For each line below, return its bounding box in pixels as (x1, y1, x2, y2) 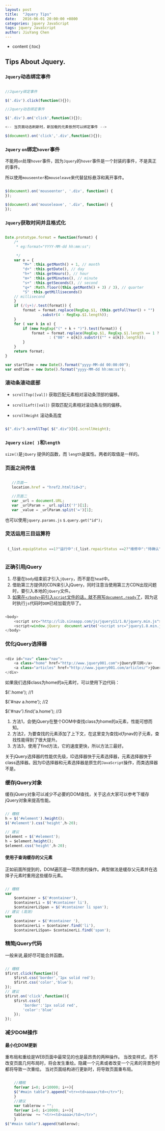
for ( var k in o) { (14, 321, 56, 327)
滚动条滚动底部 (5, 379, 41, 386)
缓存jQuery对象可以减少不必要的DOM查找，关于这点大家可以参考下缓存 (5, 791, 150, 797)
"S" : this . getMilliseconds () (23, 289, 82, 295)
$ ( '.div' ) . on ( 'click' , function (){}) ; (5, 116, 82, 121)
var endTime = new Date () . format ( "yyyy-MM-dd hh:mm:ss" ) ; (5, 367, 126, 372)
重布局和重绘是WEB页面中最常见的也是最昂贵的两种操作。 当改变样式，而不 (5, 1054, 158, 1060)
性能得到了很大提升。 (16, 737, 60, 743)
